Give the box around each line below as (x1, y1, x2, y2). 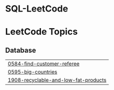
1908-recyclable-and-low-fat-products (8, 76, 107, 83)
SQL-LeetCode (5, 3, 68, 15)
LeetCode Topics (5, 26, 78, 38)
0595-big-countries (8, 68, 58, 75)
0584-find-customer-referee (8, 60, 80, 67)
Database (5, 46, 36, 54)
